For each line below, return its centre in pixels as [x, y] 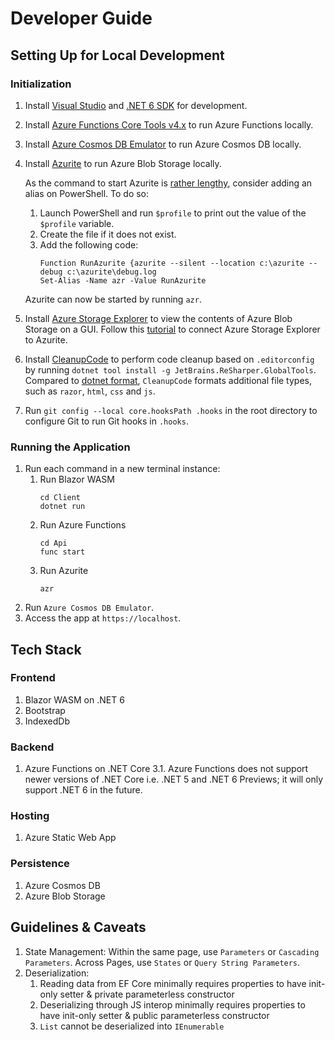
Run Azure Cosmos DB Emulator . [89, 608]
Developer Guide [81, 18]
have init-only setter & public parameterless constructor [154, 1015]
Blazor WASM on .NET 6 [74, 699]
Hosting [30, 816]
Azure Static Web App [70, 838]
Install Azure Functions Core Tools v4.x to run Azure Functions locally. [169, 124]
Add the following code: [89, 244]
